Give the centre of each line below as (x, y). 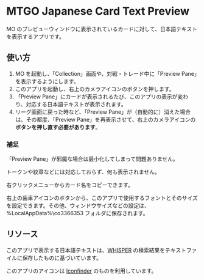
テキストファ (181, 250)
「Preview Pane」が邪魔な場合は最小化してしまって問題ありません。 (92, 159)
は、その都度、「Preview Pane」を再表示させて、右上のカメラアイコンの (105, 119)
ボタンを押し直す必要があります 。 (58, 127)
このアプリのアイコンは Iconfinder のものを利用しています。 (82, 271)
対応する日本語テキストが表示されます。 (76, 104)
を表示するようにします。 (47, 81)
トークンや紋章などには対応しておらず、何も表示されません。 (83, 172)
